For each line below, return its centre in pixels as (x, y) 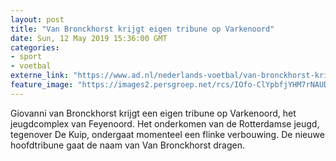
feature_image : (42, 85)
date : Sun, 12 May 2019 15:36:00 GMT (89, 38)
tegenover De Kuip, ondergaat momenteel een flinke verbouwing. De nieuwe (167, 134)
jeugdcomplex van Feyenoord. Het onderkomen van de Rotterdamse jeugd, (165, 123)
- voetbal (31, 66)
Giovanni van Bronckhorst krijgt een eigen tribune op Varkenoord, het (153, 113)
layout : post (37, 19)
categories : (35, 47)
